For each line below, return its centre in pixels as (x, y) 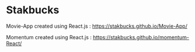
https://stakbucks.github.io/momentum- (141, 37)
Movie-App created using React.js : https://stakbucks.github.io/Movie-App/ (97, 26)
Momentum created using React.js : (49, 37)
